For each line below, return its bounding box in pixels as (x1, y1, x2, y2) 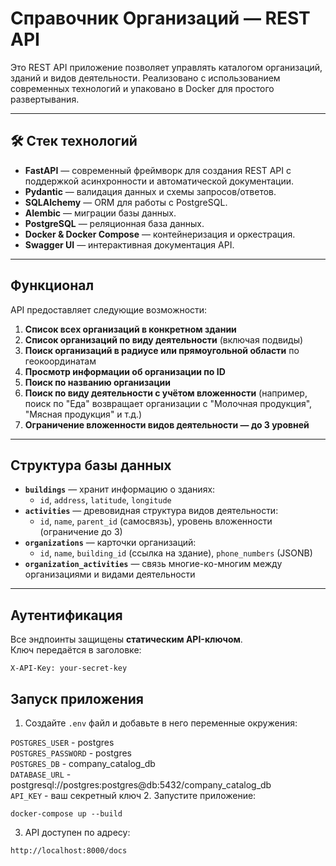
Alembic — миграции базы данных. (24, 207, 177, 219)
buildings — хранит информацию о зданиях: (24, 483, 216, 496)
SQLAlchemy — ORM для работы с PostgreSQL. (24, 196, 228, 208)
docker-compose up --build (10, 809, 123, 819)
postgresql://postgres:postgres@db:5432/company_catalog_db (10, 779, 272, 791)
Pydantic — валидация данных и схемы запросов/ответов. (24, 185, 277, 197)
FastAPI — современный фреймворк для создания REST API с (24, 164, 292, 176)
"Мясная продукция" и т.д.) (24, 408, 143, 420)
